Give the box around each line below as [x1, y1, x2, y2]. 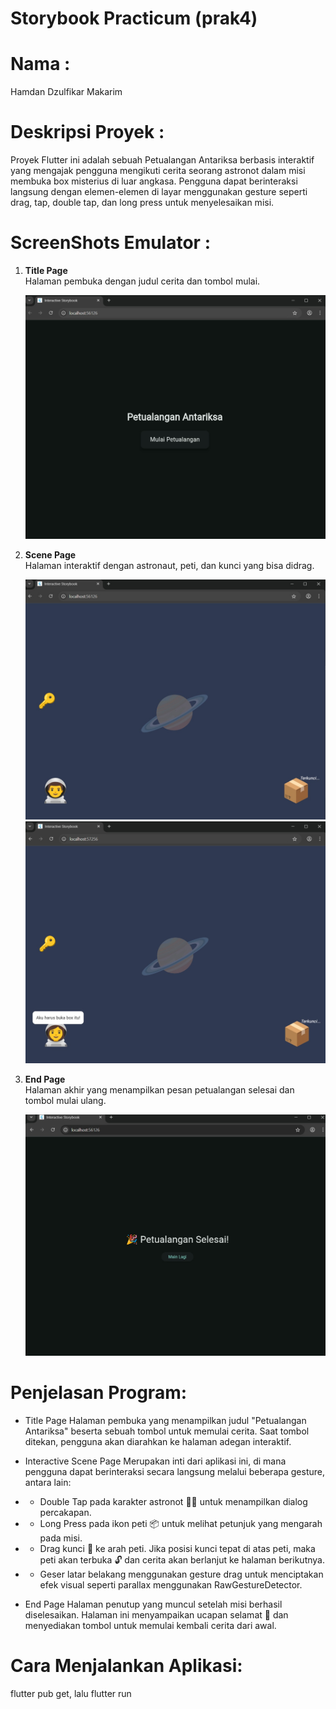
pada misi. [39, 1532, 83, 1544]
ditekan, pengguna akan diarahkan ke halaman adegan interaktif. [24, 1435, 292, 1447]
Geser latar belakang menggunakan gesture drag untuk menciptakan [39, 1568, 324, 1580]
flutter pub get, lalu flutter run [10, 1687, 132, 1699]
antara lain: [24, 1476, 72, 1488]
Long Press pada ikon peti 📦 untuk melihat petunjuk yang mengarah [39, 1517, 323, 1529]
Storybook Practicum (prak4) [10, 7, 258, 30]
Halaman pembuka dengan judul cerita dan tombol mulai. [24, 275, 261, 287]
